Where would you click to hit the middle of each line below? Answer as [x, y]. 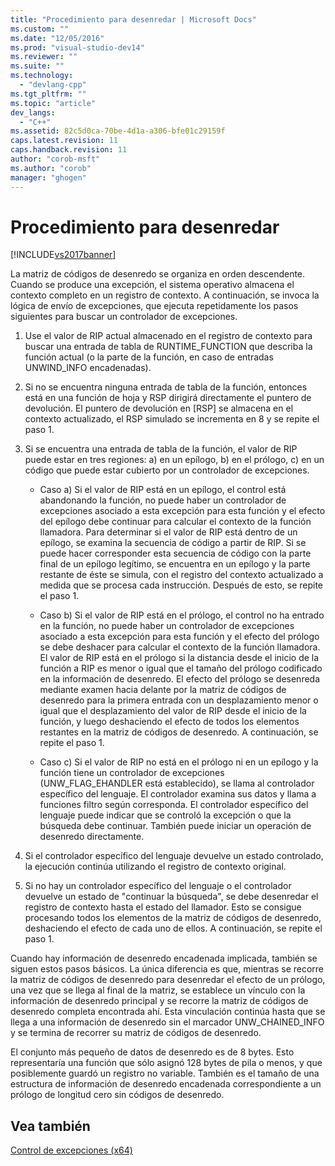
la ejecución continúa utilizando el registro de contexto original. [155, 867]
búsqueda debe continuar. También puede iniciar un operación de [175, 826]
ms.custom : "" [40, 29]
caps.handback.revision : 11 [69, 150]
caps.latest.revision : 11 [64, 141]
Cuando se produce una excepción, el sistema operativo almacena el [152, 285]
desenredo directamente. [92, 837]
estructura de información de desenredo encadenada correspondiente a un [166, 1084]
